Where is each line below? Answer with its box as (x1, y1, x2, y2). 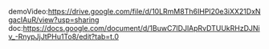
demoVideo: (8, 7, 48, 16)
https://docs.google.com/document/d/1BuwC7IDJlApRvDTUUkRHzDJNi (22, 24, 260, 32)
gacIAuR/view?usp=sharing (8, 15, 100, 24)
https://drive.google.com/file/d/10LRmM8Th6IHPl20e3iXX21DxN (47, 7, 261, 16)
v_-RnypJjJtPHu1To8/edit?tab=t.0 (8, 32, 119, 41)
